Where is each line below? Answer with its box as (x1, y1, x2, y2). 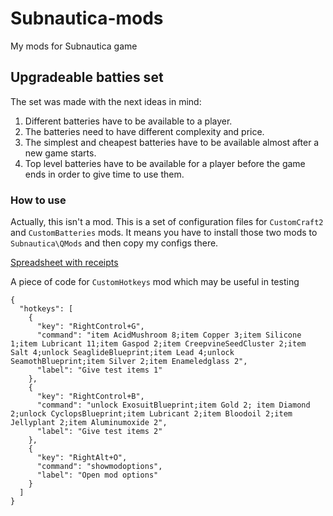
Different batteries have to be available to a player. (24, 115, 233, 127)
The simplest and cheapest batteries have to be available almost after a (24, 136, 320, 148)
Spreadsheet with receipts (10, 257, 119, 269)
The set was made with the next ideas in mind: (10, 95, 202, 107)
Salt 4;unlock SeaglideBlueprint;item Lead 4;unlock (10, 348, 235, 358)
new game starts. (24, 147, 97, 159)
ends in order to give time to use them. (24, 168, 185, 180)
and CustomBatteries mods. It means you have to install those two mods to (10, 227, 318, 239)
